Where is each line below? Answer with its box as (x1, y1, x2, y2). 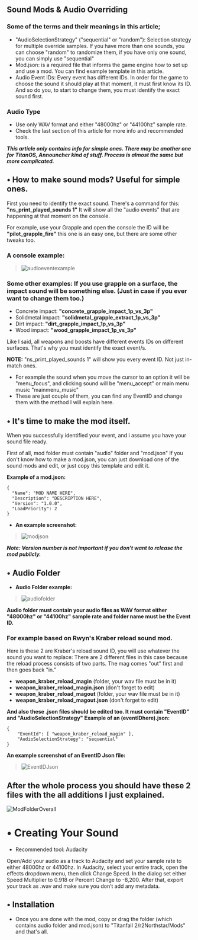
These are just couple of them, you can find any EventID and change (15, 392, 183, 399)
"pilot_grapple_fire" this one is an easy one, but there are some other (7, 230, 177, 237)
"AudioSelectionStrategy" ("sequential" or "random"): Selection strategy (15, 36, 191, 43)
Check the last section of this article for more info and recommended (15, 127, 184, 134)
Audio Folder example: (15, 584, 73, 591)
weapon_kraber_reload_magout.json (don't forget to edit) (15, 696, 159, 704)
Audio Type (7, 107, 41, 116)
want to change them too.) (7, 295, 85, 303)
